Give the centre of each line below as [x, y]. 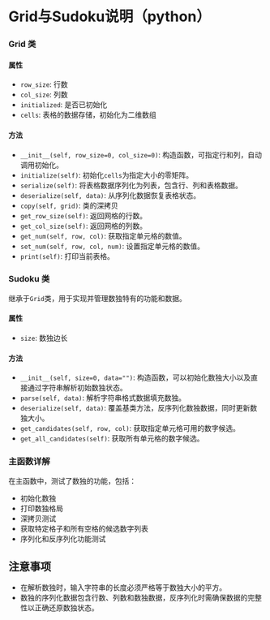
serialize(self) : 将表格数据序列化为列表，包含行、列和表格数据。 [131, 185]
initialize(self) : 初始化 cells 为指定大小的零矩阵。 [107, 174]
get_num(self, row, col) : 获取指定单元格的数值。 [103, 235]
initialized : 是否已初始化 [64, 105]
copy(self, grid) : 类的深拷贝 [69, 205]
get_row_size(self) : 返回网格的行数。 [84, 215]
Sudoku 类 [29, 279]
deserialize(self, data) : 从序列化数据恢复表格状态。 [110, 195]
